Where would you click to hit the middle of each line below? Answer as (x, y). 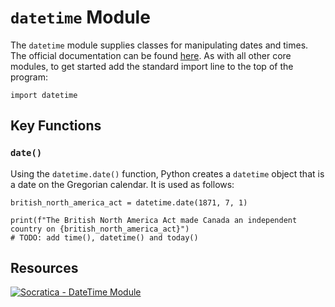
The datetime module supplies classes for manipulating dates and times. (159, 45)
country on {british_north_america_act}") (100, 229)
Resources (44, 268)
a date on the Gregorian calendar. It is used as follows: (122, 184)
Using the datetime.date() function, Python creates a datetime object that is (167, 173)
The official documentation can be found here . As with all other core (151, 55)
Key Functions (56, 126)
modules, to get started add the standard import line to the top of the (152, 66)
